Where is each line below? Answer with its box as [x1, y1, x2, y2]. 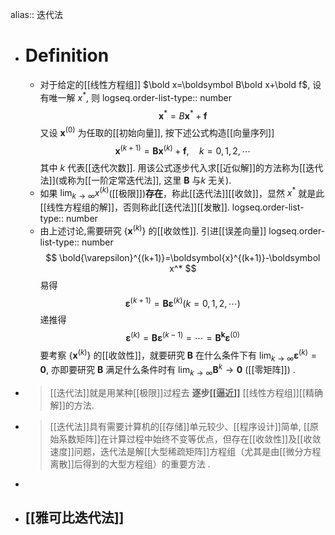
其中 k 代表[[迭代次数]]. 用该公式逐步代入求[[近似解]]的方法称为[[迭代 [39, 161, 324, 173]
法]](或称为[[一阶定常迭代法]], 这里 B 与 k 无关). [39, 174, 232, 186]
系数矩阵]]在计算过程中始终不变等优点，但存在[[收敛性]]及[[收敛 [58, 433, 322, 445]
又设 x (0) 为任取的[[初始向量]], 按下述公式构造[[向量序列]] [39, 125, 275, 138]
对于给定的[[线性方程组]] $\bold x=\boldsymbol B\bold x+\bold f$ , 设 [39, 78, 322, 90]
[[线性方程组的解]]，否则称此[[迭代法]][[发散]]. [39, 201, 230, 213]
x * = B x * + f [158, 108, 208, 122]
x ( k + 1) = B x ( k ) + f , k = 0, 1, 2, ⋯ [114, 143, 252, 157]
